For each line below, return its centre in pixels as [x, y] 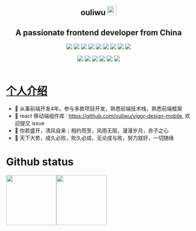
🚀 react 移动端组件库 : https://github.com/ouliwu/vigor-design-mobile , [99, 116]
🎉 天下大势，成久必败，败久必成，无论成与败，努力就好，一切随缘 [94, 138]
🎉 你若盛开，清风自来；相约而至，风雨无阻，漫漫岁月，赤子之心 [92, 131]
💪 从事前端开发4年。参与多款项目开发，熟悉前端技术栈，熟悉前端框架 [98, 108]
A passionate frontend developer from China [99, 33]
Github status [40, 162]
